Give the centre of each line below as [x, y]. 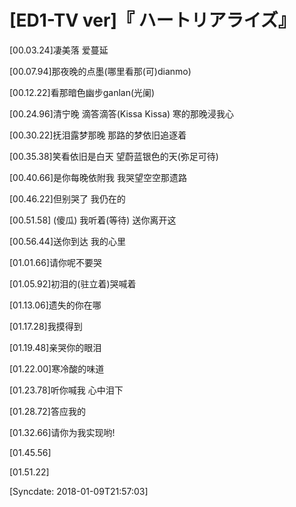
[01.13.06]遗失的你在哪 [55, 305]
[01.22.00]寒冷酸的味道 [57, 368]
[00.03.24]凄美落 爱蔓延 [59, 50]
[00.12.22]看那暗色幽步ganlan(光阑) [82, 92]
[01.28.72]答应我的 [47, 411]
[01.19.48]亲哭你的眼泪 [55, 347]
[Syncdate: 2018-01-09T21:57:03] [79, 491]
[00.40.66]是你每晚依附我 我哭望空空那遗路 [98, 177]
